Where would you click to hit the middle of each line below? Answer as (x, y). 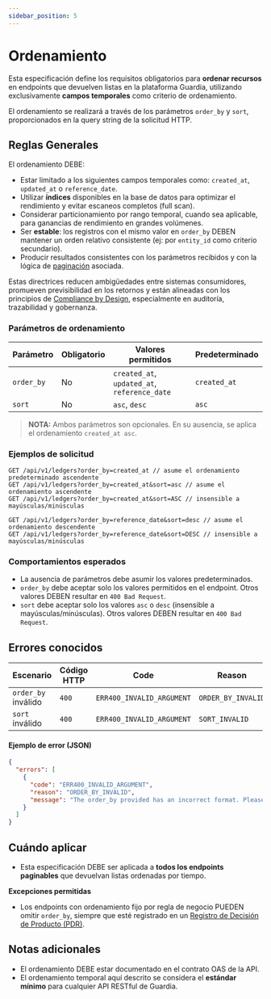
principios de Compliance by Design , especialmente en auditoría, (117, 299)
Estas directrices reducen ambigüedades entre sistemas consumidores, (127, 282)
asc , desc (129, 404)
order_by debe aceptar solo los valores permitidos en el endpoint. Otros (139, 588)
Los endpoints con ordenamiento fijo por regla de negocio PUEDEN (132, 907)
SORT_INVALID (224, 719)
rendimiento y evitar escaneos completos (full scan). (107, 206)
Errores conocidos (56, 647)
